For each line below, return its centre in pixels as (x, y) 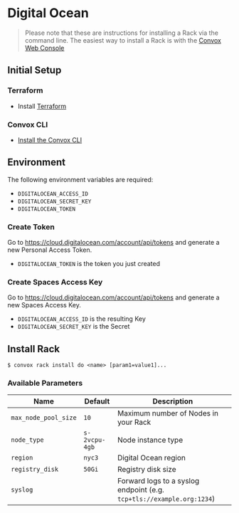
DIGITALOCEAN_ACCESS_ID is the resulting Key (81, 319)
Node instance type (150, 440)
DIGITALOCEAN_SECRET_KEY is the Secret (74, 327)
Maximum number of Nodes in (168, 413)
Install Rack (34, 349)
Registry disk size (147, 470)
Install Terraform (42, 106)
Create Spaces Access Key (55, 282)
